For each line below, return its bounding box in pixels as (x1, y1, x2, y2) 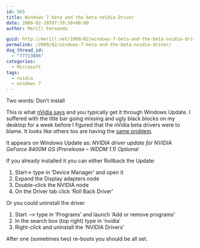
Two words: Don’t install (6, 97, 65, 105)
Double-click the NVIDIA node (14, 182, 89, 189)
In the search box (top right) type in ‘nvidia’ (14, 218, 121, 225)
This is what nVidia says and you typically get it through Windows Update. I (6, 109, 190, 116)
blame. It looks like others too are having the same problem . (6, 128, 153, 135)
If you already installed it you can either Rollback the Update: (6, 157, 156, 164)
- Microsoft (11, 64, 42, 70)
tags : (6, 69, 20, 75)
